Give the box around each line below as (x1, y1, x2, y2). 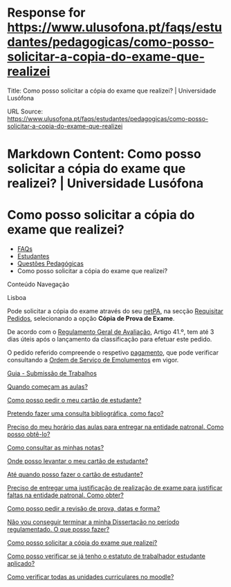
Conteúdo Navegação (7, 280, 70, 288)
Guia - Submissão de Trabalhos (7, 369, 97, 378)
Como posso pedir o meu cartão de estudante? (7, 396, 142, 404)
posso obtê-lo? (7, 430, 50, 438)
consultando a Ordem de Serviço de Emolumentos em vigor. (7, 356, 179, 364)
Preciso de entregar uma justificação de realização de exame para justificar (7, 484, 223, 492)
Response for (7, 5, 86, 21)
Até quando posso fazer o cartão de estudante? (7, 470, 143, 478)
